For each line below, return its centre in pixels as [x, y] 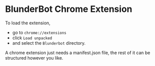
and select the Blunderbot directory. [49, 43]
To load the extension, [28, 23]
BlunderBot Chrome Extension [69, 9]
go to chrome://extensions [39, 32]
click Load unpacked [32, 38]
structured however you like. [34, 58]
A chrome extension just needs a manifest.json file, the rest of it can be [78, 53]
